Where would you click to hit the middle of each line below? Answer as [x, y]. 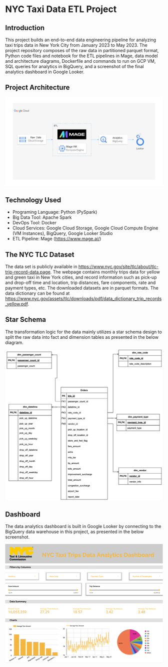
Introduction [25, 28]
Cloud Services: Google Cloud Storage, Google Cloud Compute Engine [85, 228]
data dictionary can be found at [37, 293]
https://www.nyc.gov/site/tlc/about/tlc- [118, 266]
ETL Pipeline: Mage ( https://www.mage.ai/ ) [57, 239]
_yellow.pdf [16, 304]
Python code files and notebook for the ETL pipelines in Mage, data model [82, 56]
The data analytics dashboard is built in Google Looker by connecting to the [83, 526]
